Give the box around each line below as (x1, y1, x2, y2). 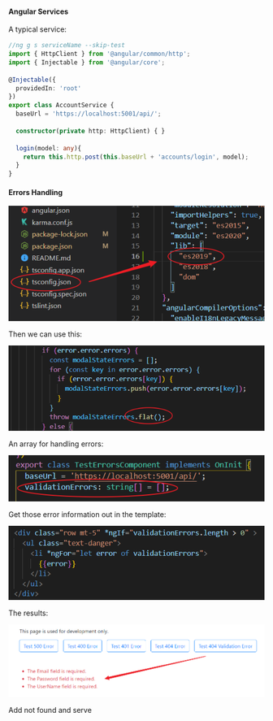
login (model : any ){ (15, 144, 82, 152)
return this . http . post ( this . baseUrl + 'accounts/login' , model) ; (23, 153, 249, 161)
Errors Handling (8, 187, 63, 197)
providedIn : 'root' (15, 84, 82, 93)
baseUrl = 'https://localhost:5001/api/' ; (15, 110, 162, 118)
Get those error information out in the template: (8, 510, 167, 519)
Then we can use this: (8, 329, 83, 339)
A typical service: (8, 24, 67, 34)
